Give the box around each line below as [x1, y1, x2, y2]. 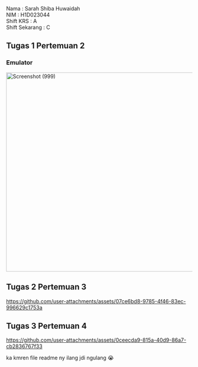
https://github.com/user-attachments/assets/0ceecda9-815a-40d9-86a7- [6, 336, 187, 344]
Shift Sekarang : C [6, 24, 50, 31]
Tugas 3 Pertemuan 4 [6, 321, 87, 331]
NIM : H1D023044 [6, 11, 50, 18]
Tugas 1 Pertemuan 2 [6, 41, 85, 51]
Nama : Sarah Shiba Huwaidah [6, 5, 80, 12]
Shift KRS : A [6, 18, 37, 24]
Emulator [6, 58, 33, 67]
